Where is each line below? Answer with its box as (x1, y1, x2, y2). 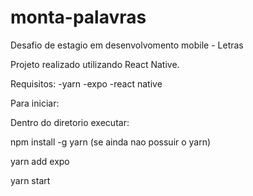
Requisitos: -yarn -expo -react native (10, 77, 163, 90)
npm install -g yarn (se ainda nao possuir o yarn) (10, 136, 212, 148)
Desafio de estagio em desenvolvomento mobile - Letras (10, 39, 244, 51)
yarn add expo (10, 155, 70, 167)
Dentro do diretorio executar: (10, 116, 130, 128)
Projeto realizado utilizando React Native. (10, 58, 180, 70)
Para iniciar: (10, 97, 60, 109)
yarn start (10, 174, 51, 186)
